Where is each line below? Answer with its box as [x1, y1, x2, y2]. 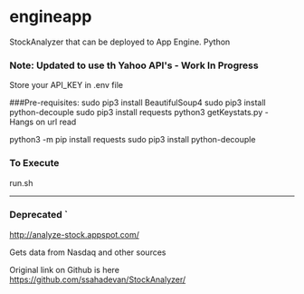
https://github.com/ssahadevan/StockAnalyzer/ [9, 274, 186, 285]
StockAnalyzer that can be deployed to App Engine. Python [9, 36, 231, 47]
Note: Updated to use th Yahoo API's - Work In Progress [9, 59, 260, 72]
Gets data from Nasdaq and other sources [9, 247, 166, 258]
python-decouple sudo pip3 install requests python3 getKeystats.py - [9, 107, 269, 118]
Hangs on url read [9, 116, 77, 128]
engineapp [9, 6, 92, 27]
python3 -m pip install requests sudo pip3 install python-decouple [9, 134, 256, 145]
